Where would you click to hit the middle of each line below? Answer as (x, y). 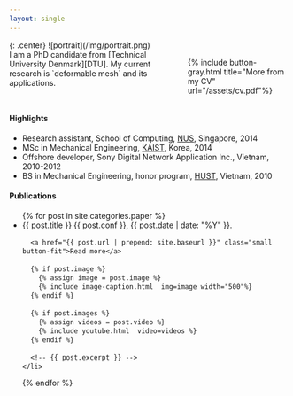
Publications (33, 196)
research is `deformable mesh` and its (78, 73)
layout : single (37, 19)
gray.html (204, 72)
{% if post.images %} (70, 314)
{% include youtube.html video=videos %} (118, 331)
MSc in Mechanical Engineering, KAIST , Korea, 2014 (117, 147)
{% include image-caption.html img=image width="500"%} (146, 287)
